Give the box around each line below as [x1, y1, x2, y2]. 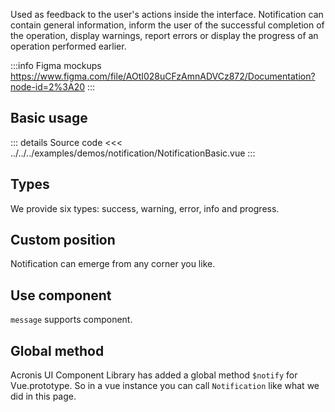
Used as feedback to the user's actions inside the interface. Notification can [10, 9, 324, 20]
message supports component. [10, 314, 133, 326]
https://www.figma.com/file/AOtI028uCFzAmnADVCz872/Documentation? [10, 70, 316, 82]
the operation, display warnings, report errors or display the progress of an [10, 30, 319, 41]
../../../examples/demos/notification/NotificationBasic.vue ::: [10, 147, 256, 159]
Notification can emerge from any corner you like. [10, 258, 216, 270]
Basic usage [10, 110, 88, 127]
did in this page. [10, 390, 77, 403]
